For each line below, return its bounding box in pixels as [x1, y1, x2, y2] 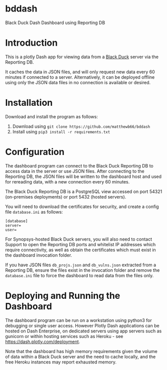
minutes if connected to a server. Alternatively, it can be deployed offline [5, 74, 155, 80]
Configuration [5, 146, 65, 157]
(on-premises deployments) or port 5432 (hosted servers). [5, 194, 126, 200]
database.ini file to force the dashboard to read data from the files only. [5, 272, 154, 278]
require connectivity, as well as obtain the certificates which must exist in [5, 247, 156, 253]
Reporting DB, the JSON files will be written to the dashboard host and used [5, 173, 161, 179]
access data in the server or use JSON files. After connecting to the [5, 168, 145, 174]
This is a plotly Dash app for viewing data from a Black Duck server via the [5, 54, 159, 60]
